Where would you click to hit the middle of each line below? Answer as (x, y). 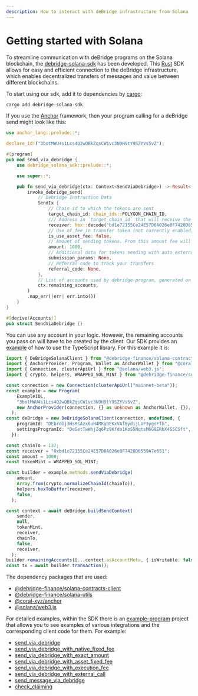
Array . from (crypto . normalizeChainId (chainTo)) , (76, 484)
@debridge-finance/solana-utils (54, 595)
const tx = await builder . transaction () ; (58, 566)
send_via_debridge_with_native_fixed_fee (65, 649)
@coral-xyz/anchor (38, 601)
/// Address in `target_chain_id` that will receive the (120, 219)
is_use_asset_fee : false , (80, 236)
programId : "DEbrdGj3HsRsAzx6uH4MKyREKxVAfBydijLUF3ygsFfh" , (93, 424)
